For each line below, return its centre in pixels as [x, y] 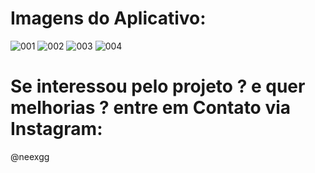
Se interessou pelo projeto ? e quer [158, 86]
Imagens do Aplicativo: [108, 18]
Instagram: [56, 129]
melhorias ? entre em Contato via [151, 108]
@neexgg [30, 156]
